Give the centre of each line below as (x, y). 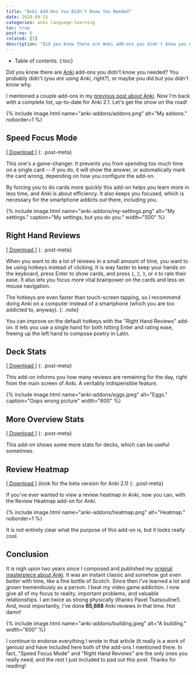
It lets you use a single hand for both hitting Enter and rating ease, (94, 327)
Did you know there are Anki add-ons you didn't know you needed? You (92, 72)
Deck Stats (26, 352)
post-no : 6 (19, 33)
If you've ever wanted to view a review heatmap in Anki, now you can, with (96, 494)
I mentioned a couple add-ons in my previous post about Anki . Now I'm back (98, 96)
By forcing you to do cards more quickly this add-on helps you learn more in (98, 187)
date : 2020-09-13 (27, 17)
